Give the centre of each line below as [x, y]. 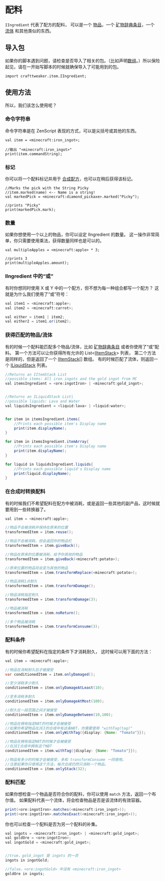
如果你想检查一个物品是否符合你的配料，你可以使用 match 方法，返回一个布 [81, 794]
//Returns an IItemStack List [36, 375]
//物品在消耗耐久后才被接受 [29, 670]
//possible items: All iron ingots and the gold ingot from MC [71, 379]
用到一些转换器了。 [28, 509]
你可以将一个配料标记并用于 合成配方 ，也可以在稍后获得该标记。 [70, 179]
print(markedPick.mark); [30, 210]
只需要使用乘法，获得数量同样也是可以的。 [61, 241]
